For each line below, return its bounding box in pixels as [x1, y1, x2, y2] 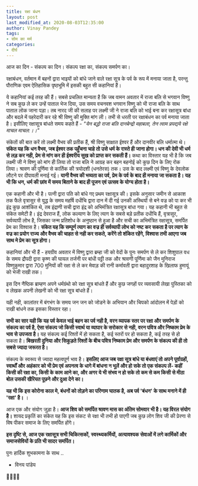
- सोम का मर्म [6, 36, 32, 42]
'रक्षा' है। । [6, 394, 29, 401]
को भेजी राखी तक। [6, 268, 42, 275]
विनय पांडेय [14, 461, 36, 468]
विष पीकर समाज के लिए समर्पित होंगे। [6, 419, 75, 426]
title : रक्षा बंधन [6, 8, 41, 15]
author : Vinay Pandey [6, 25, 60, 31]
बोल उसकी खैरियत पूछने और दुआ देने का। [6, 376, 84, 383]
